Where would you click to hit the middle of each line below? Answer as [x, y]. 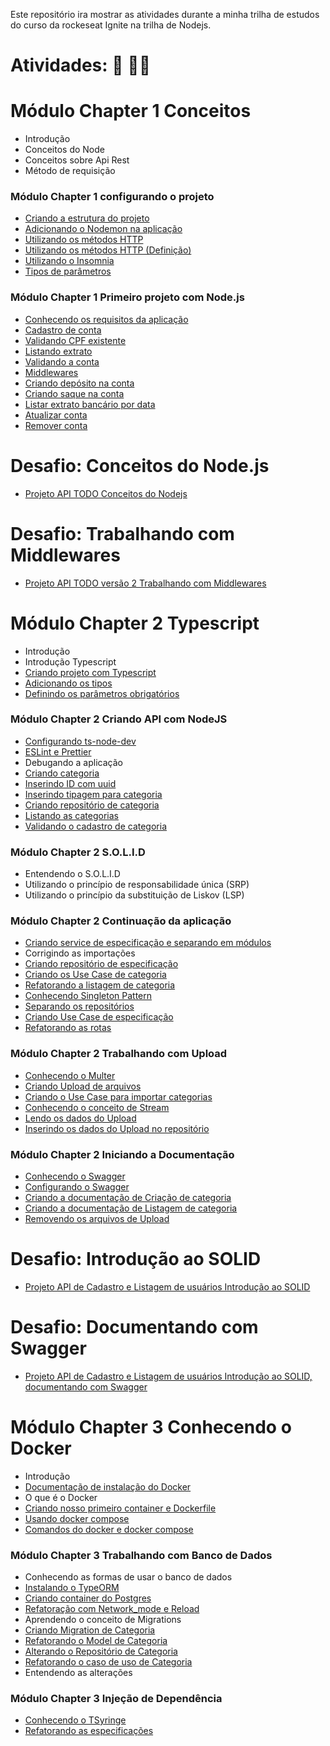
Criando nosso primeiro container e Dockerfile [120, 1508]
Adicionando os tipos [68, 683]
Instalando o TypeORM [72, 1588]
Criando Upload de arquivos [83, 1086]
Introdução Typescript [70, 661]
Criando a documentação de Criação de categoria [128, 1198]
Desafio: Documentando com [134, 1327]
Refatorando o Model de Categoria [96, 1641]
